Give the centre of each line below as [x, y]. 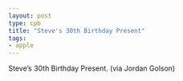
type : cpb [25, 23]
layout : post [30, 16]
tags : [17, 38]
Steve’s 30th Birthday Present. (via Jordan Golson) [92, 68]
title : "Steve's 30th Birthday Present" [77, 30]
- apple [21, 46]
